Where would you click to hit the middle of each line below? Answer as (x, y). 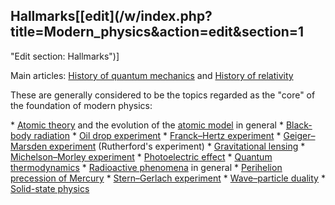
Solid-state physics (50, 188)
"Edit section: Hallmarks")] (65, 56)
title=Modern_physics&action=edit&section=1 (157, 32)
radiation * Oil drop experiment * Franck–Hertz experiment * (157, 135)
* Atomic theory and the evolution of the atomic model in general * (147, 125)
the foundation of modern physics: (81, 105)
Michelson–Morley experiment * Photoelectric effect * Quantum (141, 156)
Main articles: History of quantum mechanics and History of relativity (152, 75)
